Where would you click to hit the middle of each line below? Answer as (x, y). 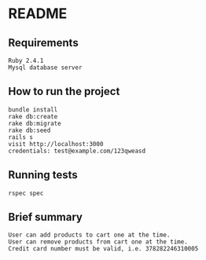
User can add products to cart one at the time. (89, 235)
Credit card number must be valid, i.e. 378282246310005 (103, 249)
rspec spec (26, 193)
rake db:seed (29, 130)
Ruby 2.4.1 (26, 60)
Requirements (43, 43)
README (38, 14)
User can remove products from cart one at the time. (98, 242)
